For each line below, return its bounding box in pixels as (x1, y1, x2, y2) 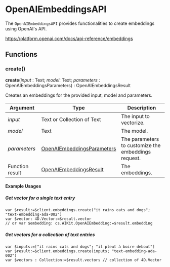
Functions (5, 50, 38, 59)
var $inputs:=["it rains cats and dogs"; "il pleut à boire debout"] (5, 244, 155, 249)
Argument (9, 104, 34, 111)
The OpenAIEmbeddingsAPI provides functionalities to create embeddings (5, 20, 155, 26)
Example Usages (5, 183, 41, 189)
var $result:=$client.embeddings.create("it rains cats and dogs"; (5, 208, 151, 213)
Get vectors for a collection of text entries (5, 232, 95, 238)
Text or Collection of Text (41, 116, 101, 123)
